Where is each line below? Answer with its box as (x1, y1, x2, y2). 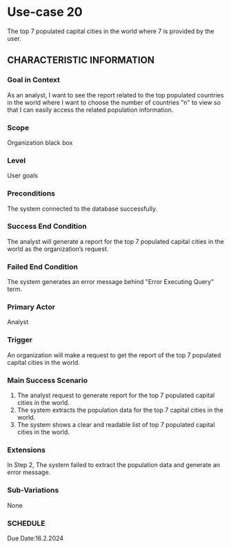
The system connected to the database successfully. (7, 205, 158, 213)
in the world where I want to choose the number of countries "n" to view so (7, 98, 221, 106)
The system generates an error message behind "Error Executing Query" (7, 278, 214, 286)
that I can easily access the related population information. (7, 105, 174, 114)
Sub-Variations (7, 485, 59, 495)
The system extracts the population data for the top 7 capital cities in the (17, 406, 224, 414)
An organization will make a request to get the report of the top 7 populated (7, 350, 221, 359)
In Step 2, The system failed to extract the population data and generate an (7, 461, 221, 469)
